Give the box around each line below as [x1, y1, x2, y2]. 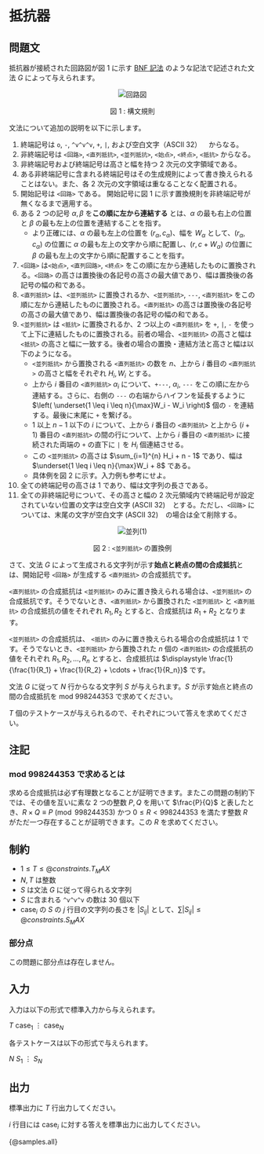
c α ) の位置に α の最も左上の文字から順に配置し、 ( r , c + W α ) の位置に [31, 239, 253, 251]
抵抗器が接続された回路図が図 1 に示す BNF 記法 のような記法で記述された [9, 64, 248, 72]
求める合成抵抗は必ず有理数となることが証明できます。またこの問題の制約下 [9, 788, 255, 797]
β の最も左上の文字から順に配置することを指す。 [31, 251, 189, 260]
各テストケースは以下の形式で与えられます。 [9, 1039, 152, 1048]
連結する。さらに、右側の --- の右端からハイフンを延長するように [31, 390, 246, 401]
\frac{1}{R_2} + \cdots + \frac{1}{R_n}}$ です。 [59, 665, 210, 674]
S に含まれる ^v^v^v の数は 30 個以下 [20, 895, 140, 904]
